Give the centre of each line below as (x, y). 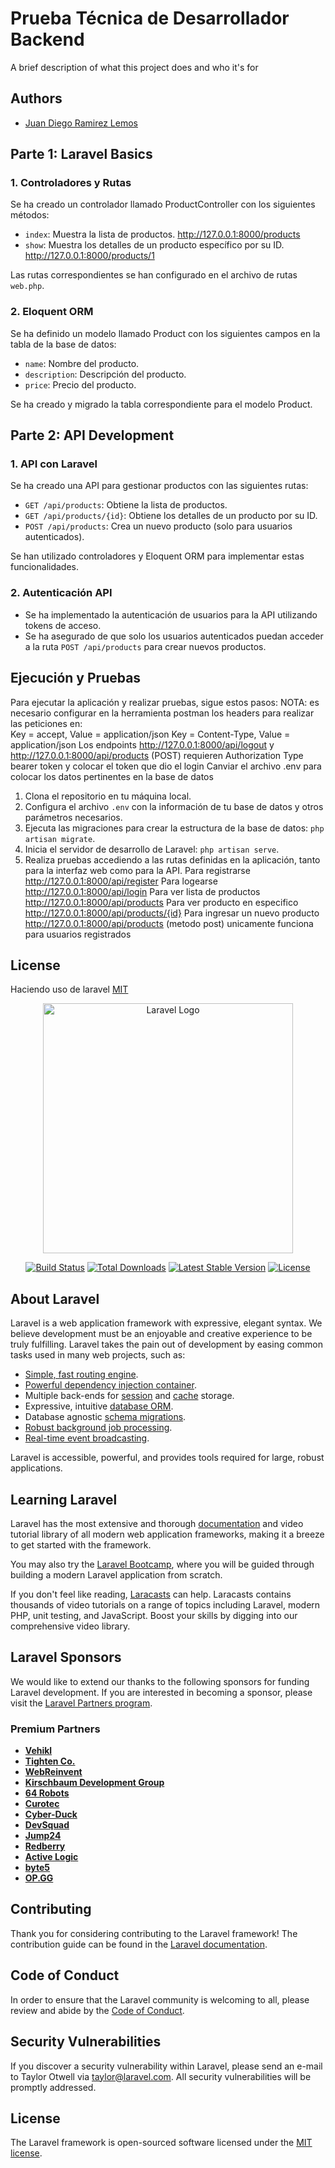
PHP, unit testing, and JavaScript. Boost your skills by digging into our (154, 1615)
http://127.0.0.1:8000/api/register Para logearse (121, 881)
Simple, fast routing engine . (81, 1374)
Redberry (45, 1846)
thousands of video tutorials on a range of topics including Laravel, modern (165, 1604)
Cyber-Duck (51, 1814)
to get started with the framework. (81, 1544)
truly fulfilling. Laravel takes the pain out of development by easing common (167, 1344)
